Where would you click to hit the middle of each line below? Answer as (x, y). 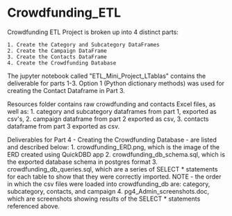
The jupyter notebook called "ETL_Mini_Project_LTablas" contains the (107, 76)
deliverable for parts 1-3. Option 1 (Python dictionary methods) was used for (116, 83)
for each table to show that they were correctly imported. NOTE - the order (114, 176)
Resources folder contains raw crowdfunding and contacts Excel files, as (111, 104)
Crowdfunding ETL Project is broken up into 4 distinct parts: (93, 32)
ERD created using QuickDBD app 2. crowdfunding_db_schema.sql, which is (116, 154)
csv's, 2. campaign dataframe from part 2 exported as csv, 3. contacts (108, 119)
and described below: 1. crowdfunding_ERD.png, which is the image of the (114, 147)
